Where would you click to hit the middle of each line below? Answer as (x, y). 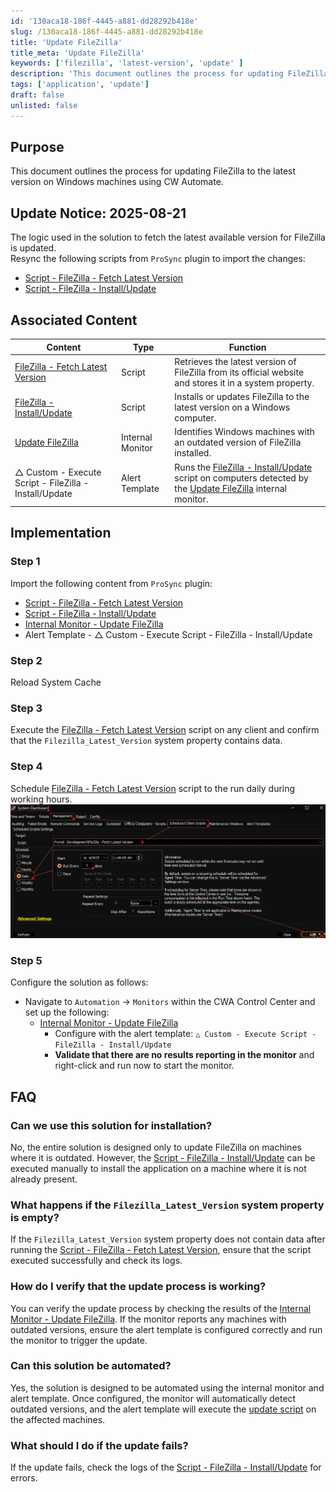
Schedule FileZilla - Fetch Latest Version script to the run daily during (153, 788)
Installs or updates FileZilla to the (242, 397)
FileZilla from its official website (239, 372)
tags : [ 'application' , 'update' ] (80, 85)
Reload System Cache (56, 682)
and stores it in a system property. (244, 382)
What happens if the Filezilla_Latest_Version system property (167, 1205)
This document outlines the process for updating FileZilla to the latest (153, 171)
